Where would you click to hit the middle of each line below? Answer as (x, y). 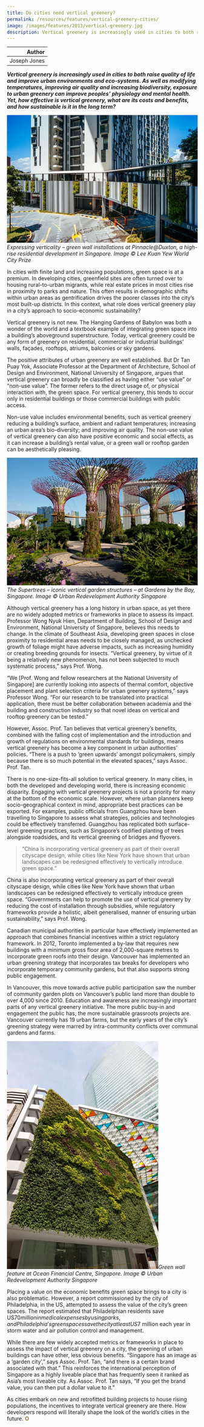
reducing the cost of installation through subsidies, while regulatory (91, 906)
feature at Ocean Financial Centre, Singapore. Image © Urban (85, 1273)
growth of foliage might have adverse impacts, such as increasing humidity (100, 647)
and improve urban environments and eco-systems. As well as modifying (101, 81)
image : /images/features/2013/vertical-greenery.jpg (75, 26)
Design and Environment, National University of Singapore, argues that (95, 373)
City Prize (19, 260)
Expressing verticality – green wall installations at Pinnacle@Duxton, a (95, 247)
